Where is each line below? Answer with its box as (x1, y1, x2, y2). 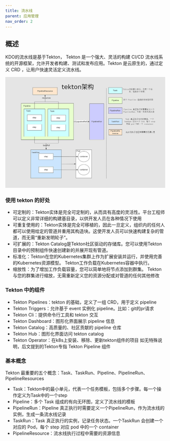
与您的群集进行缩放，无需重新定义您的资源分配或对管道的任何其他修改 (12, 273, 160, 279)
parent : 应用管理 (5, 13, 39, 19)
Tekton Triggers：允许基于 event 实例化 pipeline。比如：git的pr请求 (12, 305, 154, 311)
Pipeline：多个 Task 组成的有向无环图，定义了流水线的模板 (12, 398, 135, 405)
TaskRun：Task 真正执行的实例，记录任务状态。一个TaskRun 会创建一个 (12, 418, 163, 424)
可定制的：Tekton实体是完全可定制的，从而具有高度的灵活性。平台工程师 (12, 209, 165, 215)
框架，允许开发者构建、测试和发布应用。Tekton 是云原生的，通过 (22, 60, 159, 66)
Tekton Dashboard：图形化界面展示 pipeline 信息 (12, 318, 115, 324)
